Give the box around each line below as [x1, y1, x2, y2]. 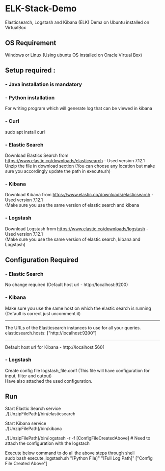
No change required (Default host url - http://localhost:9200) [5, 282, 128, 288]
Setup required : [5, 66, 55, 74]
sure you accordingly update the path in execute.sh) [5, 168, 111, 174]
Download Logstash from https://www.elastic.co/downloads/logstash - [5, 225, 149, 232]
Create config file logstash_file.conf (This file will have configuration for [5, 367, 150, 373]
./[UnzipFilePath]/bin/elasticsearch [5, 410, 76, 417]
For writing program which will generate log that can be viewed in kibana [5, 106, 152, 111]
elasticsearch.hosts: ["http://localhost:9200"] [5, 330, 97, 336]
